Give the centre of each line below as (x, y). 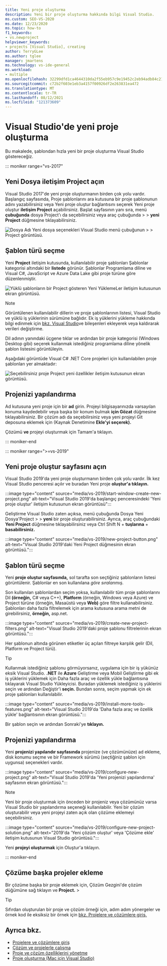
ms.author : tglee (23, 56)
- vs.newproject (22, 38)
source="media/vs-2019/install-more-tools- (100, 704)
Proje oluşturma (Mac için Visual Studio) (53, 958)
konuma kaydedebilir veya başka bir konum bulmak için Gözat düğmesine (81, 411)
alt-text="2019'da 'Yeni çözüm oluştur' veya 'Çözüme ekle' (94, 832)
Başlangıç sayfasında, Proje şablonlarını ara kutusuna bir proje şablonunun (81, 199)
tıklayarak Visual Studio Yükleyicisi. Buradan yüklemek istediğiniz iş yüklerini (83, 684)
